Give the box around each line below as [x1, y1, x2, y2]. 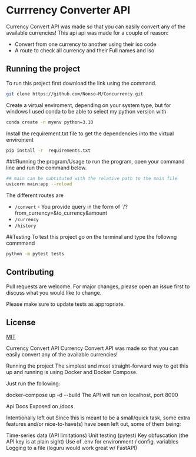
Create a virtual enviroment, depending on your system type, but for [6, 101, 171, 109]
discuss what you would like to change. [6, 289, 102, 296]
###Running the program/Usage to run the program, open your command [6, 158, 185, 165]
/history [14, 223, 36, 229]
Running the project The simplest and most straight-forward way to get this [6, 362, 188, 369]
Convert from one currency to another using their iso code [14, 41, 157, 48]
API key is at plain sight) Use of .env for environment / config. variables [6, 438, 179, 445]
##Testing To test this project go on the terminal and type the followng [6, 233, 177, 241]
